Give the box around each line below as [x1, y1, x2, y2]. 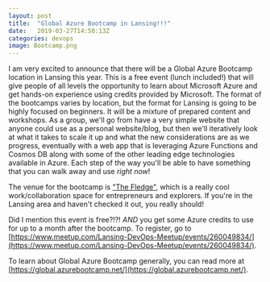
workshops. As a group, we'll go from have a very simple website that [8, 115, 240, 125]
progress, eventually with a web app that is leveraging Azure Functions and [8, 141, 258, 151]
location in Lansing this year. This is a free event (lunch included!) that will [8, 73, 254, 82]
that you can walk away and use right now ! [8, 167, 151, 176]
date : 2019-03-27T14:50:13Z [8, 27, 110, 35]
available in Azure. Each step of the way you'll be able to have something [8, 158, 251, 168]
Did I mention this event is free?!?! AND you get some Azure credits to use [8, 215, 254, 225]
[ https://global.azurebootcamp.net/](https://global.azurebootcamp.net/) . [8, 265, 248, 275]
